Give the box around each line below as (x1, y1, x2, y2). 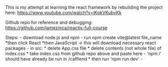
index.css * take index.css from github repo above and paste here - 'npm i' (5, 50, 161, 56)
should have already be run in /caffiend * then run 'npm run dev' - (5, 56, 143, 62)
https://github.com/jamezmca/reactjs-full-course (5, 25, 108, 31)
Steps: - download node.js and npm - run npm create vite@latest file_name (5, 35, 162, 40)
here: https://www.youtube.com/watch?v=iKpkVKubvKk (5, 10, 122, 16)
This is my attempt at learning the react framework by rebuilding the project (5, 5, 163, 10)
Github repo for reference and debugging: (5, 20, 93, 25)
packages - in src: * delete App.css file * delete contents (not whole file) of (5, 45, 162, 51)
